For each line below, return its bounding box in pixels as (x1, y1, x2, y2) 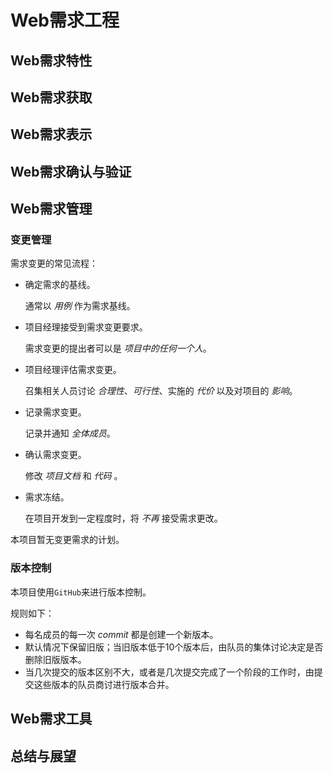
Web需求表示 (10, 126, 93, 143)
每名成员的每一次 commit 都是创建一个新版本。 (24, 628, 219, 640)
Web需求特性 (10, 52, 93, 69)
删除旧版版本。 (24, 653, 87, 665)
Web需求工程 (10, 9, 120, 32)
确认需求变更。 (24, 449, 87, 461)
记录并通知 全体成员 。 (24, 427, 116, 440)
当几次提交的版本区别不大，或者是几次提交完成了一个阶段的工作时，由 (24, 666, 315, 678)
